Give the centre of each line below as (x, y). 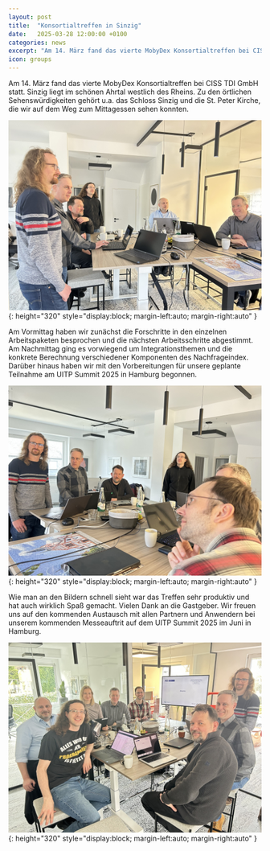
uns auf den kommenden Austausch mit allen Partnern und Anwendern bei (132, 614)
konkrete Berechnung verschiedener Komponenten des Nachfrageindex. (129, 357)
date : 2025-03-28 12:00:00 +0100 (68, 34)
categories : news (37, 43)
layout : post (30, 17)
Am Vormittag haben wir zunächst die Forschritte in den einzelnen (118, 331)
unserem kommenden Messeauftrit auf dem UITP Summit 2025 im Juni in (130, 623)
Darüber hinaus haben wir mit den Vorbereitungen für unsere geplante (125, 366)
